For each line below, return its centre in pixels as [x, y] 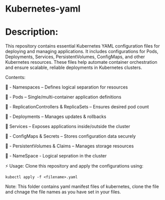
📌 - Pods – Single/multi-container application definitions [63, 97]
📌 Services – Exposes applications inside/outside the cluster [68, 127]
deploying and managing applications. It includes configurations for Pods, [82, 52]
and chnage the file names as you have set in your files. [63, 192]
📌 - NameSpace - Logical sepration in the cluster [56, 156]
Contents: [15, 77]
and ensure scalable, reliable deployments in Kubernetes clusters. [74, 68]
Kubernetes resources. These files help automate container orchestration [81, 62]
